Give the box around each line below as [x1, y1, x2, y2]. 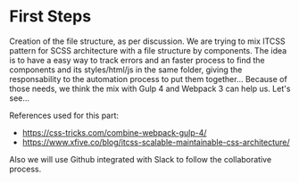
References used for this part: [9, 110, 119, 121]
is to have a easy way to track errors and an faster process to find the [9, 54, 265, 65]
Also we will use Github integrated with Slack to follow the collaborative [9, 154, 272, 164]
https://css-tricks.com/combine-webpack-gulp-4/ [21, 127, 207, 137]
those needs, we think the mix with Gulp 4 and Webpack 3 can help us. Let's [9, 83, 291, 94]
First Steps [9, 6, 92, 27]
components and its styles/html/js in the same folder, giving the [9, 64, 243, 75]
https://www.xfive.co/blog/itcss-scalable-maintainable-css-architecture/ [21, 137, 290, 147]
